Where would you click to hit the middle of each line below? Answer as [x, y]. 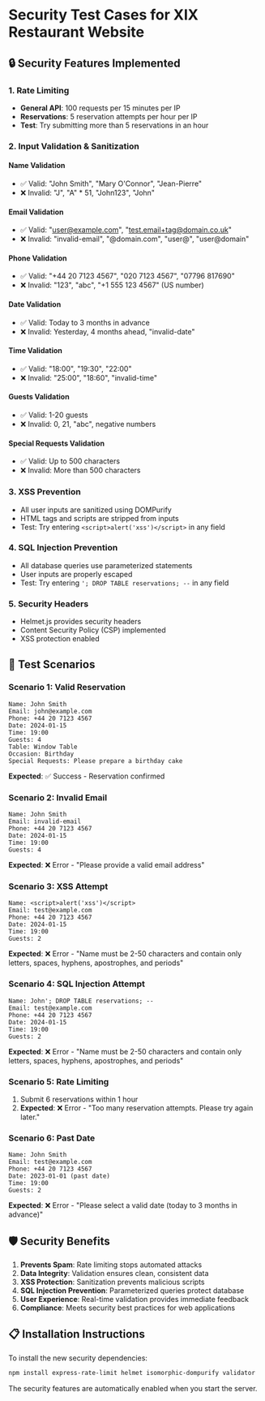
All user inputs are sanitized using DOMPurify [96, 510]
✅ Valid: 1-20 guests [54, 415]
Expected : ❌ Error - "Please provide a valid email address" [107, 865]
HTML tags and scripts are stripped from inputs [100, 518]
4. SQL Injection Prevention [63, 548]
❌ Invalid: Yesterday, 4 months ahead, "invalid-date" [108, 331]
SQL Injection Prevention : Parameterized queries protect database [132, 1291]
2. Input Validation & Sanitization [74, 146]
